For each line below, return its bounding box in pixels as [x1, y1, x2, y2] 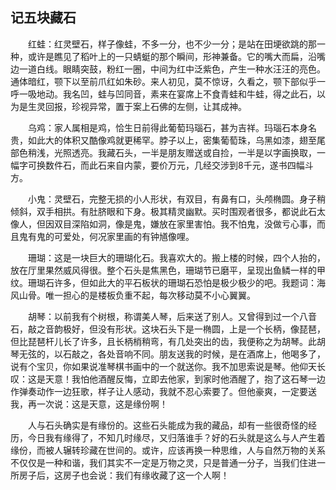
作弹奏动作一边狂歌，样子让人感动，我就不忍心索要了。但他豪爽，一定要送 [10, 385, 317, 397]
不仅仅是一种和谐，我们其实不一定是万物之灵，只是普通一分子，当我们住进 [10, 456, 317, 468]
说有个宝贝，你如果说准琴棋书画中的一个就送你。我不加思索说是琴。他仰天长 [10, 360, 326, 372]
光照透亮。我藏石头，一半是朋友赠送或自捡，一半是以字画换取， [53, 146, 317, 158]
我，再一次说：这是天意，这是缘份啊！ [10, 398, 168, 410]
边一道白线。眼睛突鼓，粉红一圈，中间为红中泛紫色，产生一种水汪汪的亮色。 [10, 63, 326, 75]
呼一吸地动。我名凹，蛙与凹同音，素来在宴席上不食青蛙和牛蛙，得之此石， [10, 88, 317, 100]
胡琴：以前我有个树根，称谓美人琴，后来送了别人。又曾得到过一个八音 [27, 310, 317, 322]
